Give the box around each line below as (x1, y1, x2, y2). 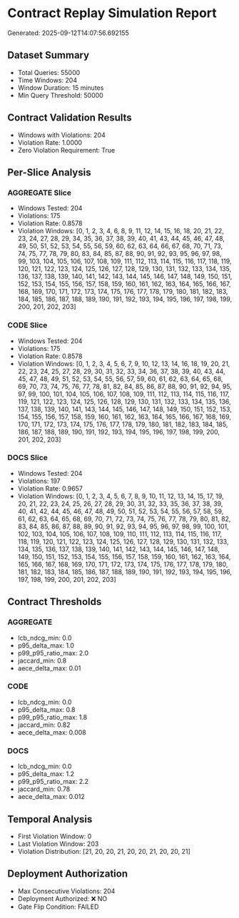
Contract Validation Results (7, 112, 132, 124)
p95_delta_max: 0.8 (17, 705, 76, 714)
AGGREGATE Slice (7, 188, 71, 198)
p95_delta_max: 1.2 (17, 770, 75, 778)
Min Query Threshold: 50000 (17, 91, 103, 99)
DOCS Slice (7, 453, 49, 463)
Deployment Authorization (7, 868, 128, 880)
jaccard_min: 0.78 (17, 785, 71, 793)
